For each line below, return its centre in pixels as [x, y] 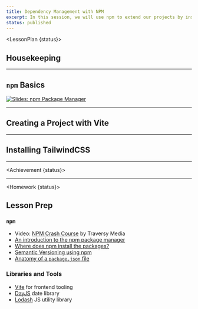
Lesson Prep [29, 205]
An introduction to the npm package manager [70, 240]
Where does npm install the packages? [62, 246]
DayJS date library [37, 293]
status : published [29, 22]
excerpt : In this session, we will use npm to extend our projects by [95, 17]
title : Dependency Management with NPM [55, 12]
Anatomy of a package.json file [52, 259]
